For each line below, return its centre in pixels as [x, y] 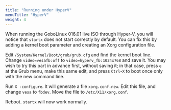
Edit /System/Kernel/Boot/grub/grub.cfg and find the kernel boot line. [78, 55]
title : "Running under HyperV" [39, 10]
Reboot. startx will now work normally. [46, 102]
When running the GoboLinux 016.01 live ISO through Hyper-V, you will [79, 34]
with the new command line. [35, 77]
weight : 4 [16, 19]
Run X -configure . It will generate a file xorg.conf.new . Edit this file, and [80, 86]
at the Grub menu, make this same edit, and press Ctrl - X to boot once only [84, 71]
